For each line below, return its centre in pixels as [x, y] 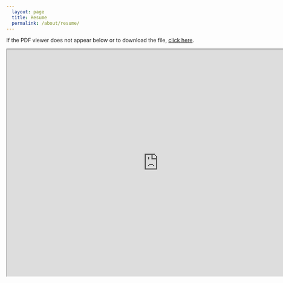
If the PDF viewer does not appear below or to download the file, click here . [100, 41]
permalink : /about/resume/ [46, 23]
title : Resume [29, 18]
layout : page [28, 12]
